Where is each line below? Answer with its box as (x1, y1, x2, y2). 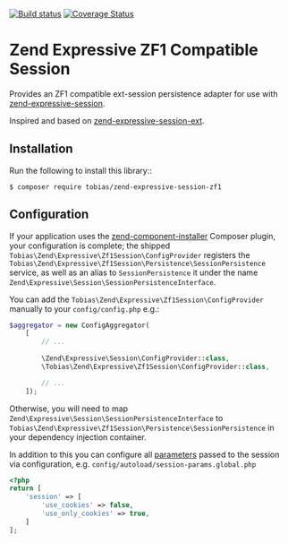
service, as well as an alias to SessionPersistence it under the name (9, 267, 258, 278)
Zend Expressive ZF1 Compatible (9, 40, 258, 60)
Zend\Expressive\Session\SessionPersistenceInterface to (9, 412, 224, 423)
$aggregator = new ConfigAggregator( (9, 321, 150, 330)
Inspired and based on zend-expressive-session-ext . (9, 115, 205, 125)
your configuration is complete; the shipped (9, 240, 171, 251)
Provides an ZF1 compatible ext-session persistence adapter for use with (9, 88, 278, 99)
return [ (9, 484, 42, 493)
